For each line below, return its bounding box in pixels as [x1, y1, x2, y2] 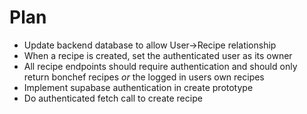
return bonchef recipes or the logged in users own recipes [23, 71, 265, 83]
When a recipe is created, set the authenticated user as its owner [23, 49, 293, 61]
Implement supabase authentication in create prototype [23, 81, 254, 93]
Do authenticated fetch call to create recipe [23, 92, 203, 104]
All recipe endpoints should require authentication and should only [23, 60, 298, 72]
